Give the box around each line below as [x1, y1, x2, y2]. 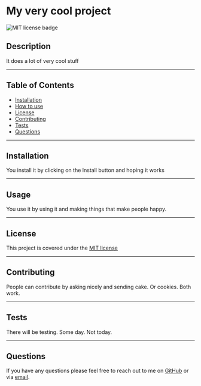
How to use [14, 102, 44, 110]
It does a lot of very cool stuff [6, 57, 79, 64]
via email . [6, 373, 30, 381]
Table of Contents [6, 80, 75, 90]
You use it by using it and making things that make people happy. [6, 205, 166, 213]
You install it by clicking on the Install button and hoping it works [6, 166, 165, 174]
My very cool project [6, 4, 111, 18]
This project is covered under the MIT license [6, 244, 118, 251]
